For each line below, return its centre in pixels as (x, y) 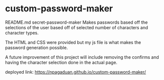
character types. (22, 33)
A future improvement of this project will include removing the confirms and (82, 57)
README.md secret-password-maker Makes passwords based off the (77, 22)
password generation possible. (37, 47)
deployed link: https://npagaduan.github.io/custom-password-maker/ (76, 72)
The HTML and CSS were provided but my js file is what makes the (73, 42)
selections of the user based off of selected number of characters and (77, 27)
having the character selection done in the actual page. (61, 62)
